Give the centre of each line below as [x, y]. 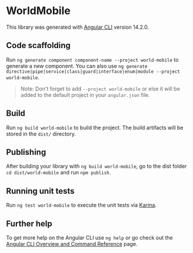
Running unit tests [40, 191]
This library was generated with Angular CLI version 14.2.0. [78, 27]
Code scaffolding [38, 45]
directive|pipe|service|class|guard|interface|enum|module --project [93, 72]
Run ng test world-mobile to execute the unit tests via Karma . [81, 205]
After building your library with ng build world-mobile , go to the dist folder [96, 166]
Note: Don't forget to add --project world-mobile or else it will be [100, 89]
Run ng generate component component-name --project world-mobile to [92, 59]
